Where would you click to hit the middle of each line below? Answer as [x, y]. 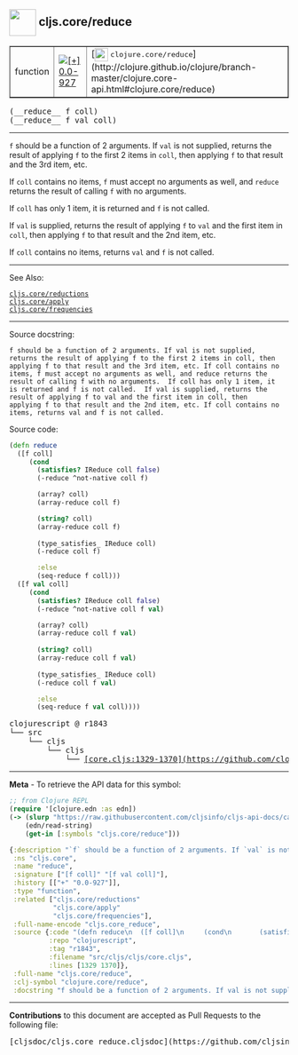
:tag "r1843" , [74, 949]
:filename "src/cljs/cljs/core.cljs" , [120, 957]
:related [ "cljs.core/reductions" [77, 899]
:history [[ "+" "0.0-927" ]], [67, 883]
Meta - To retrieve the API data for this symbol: [95, 785]
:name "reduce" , [43, 867]
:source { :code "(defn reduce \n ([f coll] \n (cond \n [122, 932]
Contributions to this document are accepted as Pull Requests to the [135, 1015]
